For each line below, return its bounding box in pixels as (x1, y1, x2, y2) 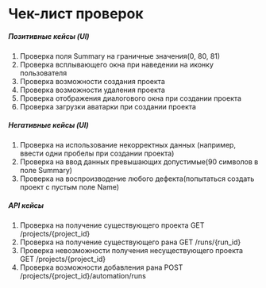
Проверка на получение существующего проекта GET (19, 221, 205, 230)
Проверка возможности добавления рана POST (19, 263, 183, 272)
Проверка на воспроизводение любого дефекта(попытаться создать (19, 174, 255, 183)
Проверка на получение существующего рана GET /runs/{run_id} (19, 237, 241, 247)
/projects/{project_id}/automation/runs (19, 271, 147, 281)
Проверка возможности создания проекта (19, 77, 165, 86)
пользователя (19, 68, 67, 78)
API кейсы (8, 200, 44, 210)
